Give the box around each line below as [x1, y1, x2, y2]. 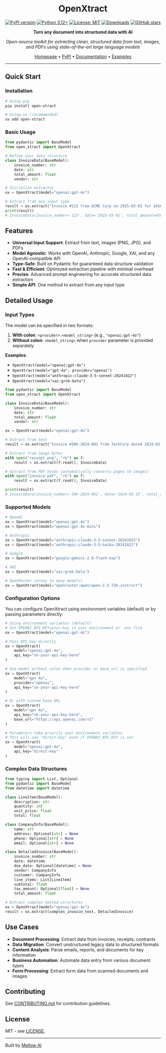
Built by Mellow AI [5, 1043, 42, 1049]
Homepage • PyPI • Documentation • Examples [34, 53, 132, 60]
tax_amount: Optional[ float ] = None [14, 886, 90, 891]
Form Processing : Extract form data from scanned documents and [12, 968, 148, 974]
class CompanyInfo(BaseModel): [5, 822, 70, 827]
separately [12, 343, 34, 349]
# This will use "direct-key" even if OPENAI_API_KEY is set [5, 735, 134, 740]
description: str [14, 799, 50, 804]
